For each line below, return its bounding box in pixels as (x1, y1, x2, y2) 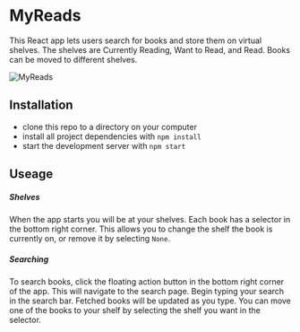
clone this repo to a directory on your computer (21, 121, 197, 132)
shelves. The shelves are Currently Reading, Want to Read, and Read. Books (9, 44, 291, 55)
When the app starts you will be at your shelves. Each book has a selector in (9, 214, 291, 225)
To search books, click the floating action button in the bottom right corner (9, 276, 285, 287)
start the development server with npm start (21, 140, 186, 151)
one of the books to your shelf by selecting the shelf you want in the (9, 305, 261, 316)
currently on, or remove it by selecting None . (9, 233, 171, 244)
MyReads (9, 5, 81, 26)
